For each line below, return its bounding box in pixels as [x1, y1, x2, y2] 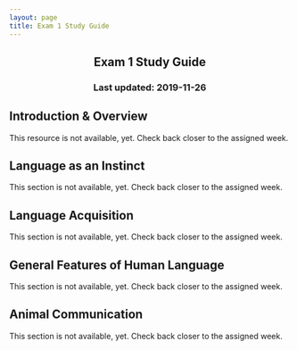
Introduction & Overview [9, 109, 148, 124]
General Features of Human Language [9, 257, 225, 272]
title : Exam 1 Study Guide [9, 21, 110, 30]
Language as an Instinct [9, 158, 145, 174]
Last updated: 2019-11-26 [93, 81, 207, 94]
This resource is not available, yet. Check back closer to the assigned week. [9, 132, 289, 143]
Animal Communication [9, 307, 144, 322]
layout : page [9, 12, 58, 22]
